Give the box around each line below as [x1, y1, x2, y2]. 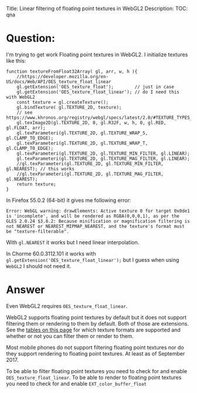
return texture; [16, 181, 57, 187]
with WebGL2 [6, 94, 35, 100]
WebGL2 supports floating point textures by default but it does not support [6, 313, 186, 321]
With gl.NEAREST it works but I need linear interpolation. [6, 238, 140, 245]
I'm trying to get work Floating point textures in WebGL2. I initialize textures [6, 51, 188, 58]
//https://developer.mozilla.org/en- [16, 73, 109, 80]
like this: [6, 57, 26, 64]
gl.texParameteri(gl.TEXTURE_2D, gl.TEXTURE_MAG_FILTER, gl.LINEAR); [16, 155, 191, 162]
